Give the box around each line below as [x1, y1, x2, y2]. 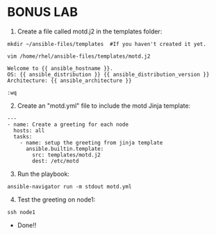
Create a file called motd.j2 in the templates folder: [17, 27, 163, 35]
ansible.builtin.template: [25, 145, 104, 152]
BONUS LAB [7, 4, 78, 20]
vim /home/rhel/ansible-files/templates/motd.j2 [7, 53, 151, 60]
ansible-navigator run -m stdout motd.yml [7, 183, 132, 190]
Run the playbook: [17, 170, 69, 178]
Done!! [17, 220, 37, 229]
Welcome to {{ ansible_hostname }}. [7, 65, 113, 72]
